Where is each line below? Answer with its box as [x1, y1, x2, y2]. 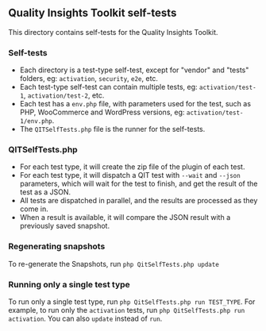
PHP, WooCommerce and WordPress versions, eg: [19, 107, 185, 117]
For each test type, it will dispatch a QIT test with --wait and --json [19, 171, 241, 180]
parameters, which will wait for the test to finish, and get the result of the [19, 179, 258, 189]
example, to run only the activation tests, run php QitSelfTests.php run [8, 306, 245, 314]
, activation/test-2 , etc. [23, 90, 105, 100]
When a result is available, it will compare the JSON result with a [19, 213, 231, 222]
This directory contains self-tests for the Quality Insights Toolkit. [8, 27, 218, 37]
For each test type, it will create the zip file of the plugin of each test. [19, 162, 245, 171]
